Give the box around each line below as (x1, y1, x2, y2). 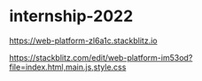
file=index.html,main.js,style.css (9, 62, 127, 72)
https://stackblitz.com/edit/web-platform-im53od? (9, 52, 193, 63)
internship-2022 (9, 6, 134, 26)
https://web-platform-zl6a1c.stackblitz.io (9, 35, 158, 46)
